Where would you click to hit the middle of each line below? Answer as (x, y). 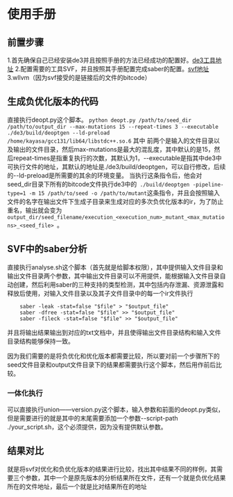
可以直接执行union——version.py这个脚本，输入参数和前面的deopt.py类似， (115, 409)
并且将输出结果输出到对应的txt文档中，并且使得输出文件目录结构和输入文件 (114, 332)
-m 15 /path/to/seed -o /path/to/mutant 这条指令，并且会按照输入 (124, 193)
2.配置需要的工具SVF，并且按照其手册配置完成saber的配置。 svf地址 (112, 69)
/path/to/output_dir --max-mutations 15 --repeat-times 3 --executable (113, 127)
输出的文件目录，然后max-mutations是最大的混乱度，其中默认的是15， (113, 149)
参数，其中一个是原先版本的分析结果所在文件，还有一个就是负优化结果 (126, 478)
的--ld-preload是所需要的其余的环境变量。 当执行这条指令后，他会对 (105, 175)
